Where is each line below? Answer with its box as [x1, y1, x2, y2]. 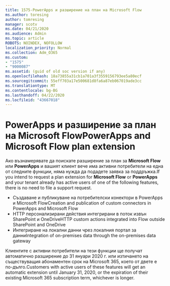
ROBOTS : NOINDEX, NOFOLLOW [5, 41, 62, 46]
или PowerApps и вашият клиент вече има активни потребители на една [5, 163, 163, 169]
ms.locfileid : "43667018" [5, 97, 60, 102]
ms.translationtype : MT [5, 83, 56, 88]
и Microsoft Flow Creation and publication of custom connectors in [12, 200, 151, 206]
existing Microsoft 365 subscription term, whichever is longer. [5, 275, 135, 281]
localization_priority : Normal [5, 45, 72, 50]
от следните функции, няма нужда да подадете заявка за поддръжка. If [5, 168, 160, 175]
